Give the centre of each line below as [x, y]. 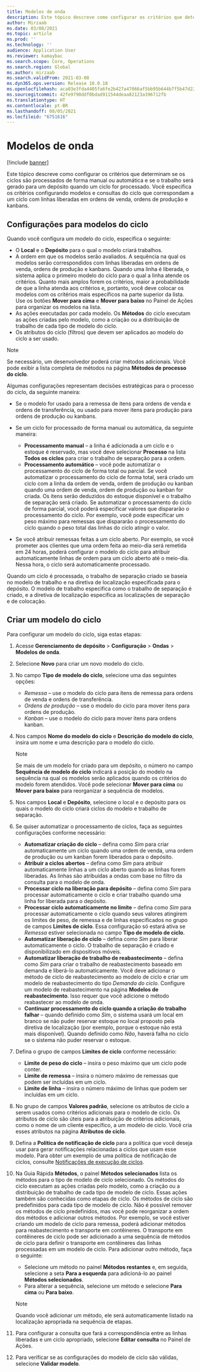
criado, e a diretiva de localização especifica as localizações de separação [99, 595]
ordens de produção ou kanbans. [56, 416]
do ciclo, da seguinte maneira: [44, 392]
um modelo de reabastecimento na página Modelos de [91, 989]
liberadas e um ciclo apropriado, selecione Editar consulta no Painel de [103, 1339]
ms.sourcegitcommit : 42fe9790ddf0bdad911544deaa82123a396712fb [87, 95]
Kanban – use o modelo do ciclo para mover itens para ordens [100, 718]
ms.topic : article [29, 34]
